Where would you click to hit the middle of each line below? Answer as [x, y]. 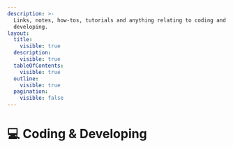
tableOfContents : [39, 66]
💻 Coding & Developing [77, 134]
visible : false [42, 98]
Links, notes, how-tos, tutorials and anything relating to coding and [120, 20]
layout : [18, 33]
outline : [26, 79]
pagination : [31, 91]
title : [23, 40]
